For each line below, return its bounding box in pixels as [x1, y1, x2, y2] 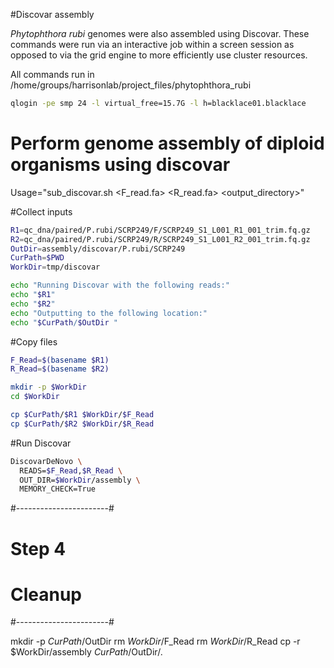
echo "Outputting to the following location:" [10, 308, 208, 318]
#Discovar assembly [10, 9, 95, 20]
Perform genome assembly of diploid [10, 132, 325, 155]
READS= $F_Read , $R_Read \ [19, 465, 123, 476]
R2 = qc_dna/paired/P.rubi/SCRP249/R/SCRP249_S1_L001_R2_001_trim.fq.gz [10, 234, 311, 244]
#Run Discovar [10, 437, 72, 449]
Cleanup [10, 583, 83, 606]
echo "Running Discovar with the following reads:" [10, 280, 230, 291]
